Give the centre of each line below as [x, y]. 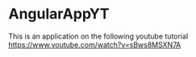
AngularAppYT [59, 14]
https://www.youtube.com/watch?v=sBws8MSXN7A [95, 44]
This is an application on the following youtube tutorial [98, 36]
